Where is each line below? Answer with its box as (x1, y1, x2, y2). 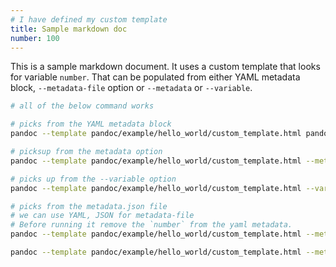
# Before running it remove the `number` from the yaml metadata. (10, 220, 293, 230)
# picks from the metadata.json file (10, 201, 168, 211)
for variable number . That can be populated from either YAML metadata (10, 71, 301, 83)
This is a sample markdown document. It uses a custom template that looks (10, 61, 321, 73)
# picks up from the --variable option (10, 174, 177, 184)
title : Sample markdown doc (10, 24, 128, 34)
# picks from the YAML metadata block (10, 119, 172, 130)
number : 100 (10, 33, 60, 43)
